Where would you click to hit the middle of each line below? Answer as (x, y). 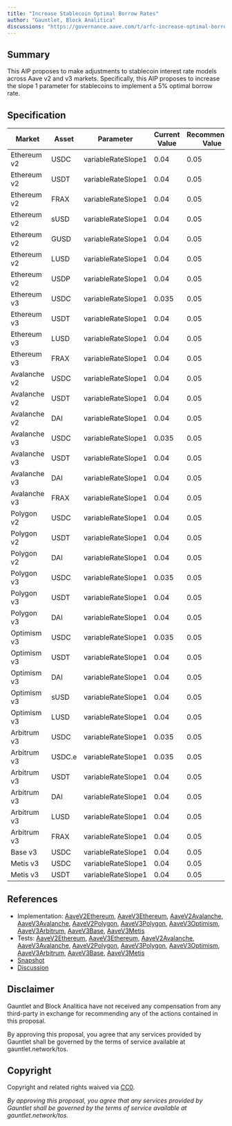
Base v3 (24, 852)
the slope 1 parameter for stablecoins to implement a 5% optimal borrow (110, 86)
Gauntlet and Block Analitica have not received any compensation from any (114, 1006)
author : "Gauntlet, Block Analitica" (61, 20)
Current (167, 134)
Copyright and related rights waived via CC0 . (71, 1087)
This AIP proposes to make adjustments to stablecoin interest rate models (112, 71)
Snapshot (31, 960)
